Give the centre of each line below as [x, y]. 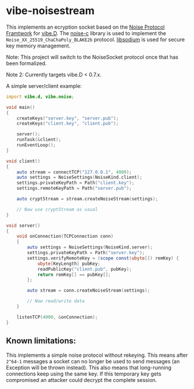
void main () [20, 107]
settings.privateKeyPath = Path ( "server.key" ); [86, 253]
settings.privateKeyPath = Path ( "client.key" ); [75, 183]
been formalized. [26, 63]
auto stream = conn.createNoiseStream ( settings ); [89, 291]
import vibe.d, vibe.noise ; [40, 97]
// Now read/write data [56, 301]
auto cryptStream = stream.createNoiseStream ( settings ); [87, 199]
